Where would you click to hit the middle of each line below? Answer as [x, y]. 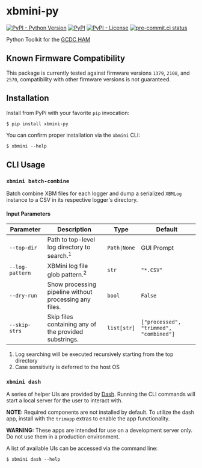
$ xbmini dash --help [33, 460]
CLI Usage [26, 165]
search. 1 [60, 255]
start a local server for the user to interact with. [65, 401]
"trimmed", [157, 328]
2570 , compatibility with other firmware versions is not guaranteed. [89, 79]
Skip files [60, 316]
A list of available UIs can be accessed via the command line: [82, 448]
